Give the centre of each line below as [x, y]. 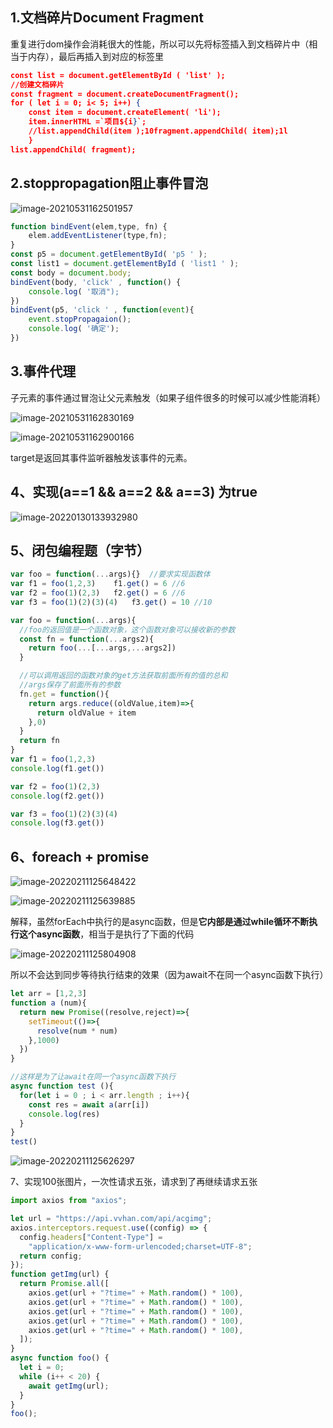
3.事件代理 [43, 371]
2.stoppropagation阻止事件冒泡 [109, 183]
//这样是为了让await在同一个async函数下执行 [93, 1077]
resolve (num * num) [77, 1031]
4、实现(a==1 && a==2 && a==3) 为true [134, 492]
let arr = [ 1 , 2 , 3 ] [48, 994]
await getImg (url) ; [69, 1386]
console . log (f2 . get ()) [57, 796]
